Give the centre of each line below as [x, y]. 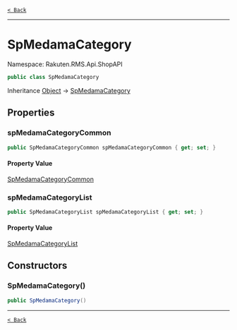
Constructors [37, 265]
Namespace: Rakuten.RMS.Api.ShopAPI [65, 64]
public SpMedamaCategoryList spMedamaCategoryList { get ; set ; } [105, 212]
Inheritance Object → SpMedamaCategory [69, 90]
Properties [31, 113]
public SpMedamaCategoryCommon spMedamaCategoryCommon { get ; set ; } [112, 147]
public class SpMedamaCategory [53, 77]
